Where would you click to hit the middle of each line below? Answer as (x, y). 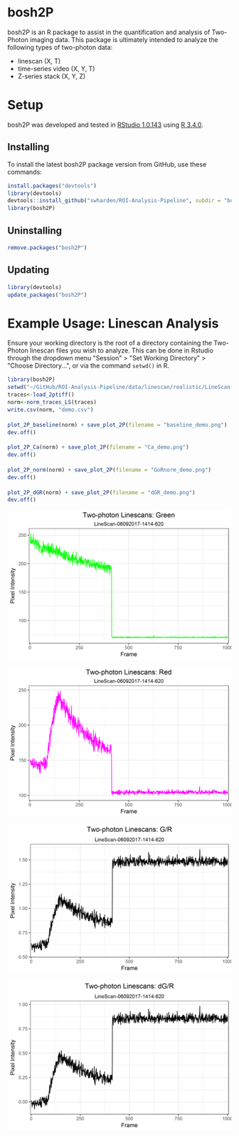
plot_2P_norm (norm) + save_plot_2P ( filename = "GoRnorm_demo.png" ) (110, 470)
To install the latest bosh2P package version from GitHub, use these (107, 164)
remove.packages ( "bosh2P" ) (47, 248)
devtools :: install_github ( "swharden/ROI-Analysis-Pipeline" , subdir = (114, 201)
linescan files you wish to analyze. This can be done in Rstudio (121, 350)
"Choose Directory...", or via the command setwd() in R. (88, 366)
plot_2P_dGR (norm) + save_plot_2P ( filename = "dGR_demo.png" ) (101, 492)
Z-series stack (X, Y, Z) (52, 76)
